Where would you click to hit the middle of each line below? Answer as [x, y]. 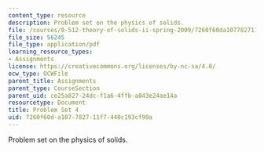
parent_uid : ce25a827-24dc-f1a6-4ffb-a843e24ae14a [93, 96]
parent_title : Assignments [52, 81]
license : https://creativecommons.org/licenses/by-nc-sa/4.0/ [112, 67]
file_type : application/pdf [54, 45]
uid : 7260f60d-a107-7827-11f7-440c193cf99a [81, 118]
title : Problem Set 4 [44, 110]
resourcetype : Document [47, 103]
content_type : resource [47, 15]
